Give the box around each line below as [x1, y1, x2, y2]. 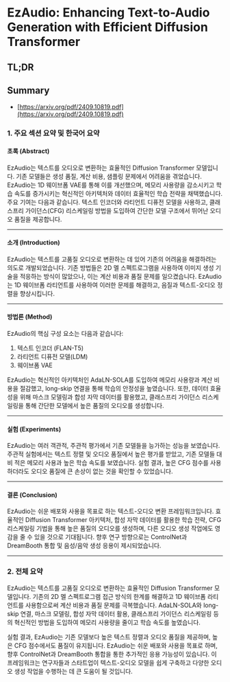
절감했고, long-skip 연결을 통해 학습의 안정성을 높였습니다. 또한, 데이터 [19, 384, 209, 392]
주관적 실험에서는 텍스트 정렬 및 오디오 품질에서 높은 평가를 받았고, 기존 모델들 [7, 450, 216, 458]
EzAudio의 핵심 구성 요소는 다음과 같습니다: [7, 329, 124, 337]
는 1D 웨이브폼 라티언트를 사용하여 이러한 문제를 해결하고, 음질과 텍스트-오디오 [7, 280, 216, 289]
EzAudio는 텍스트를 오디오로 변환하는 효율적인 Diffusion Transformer [7, 163, 195, 172]
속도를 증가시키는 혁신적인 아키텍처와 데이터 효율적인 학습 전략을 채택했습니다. [14, 189, 223, 197]
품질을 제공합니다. [14, 215, 62, 223]
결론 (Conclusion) [7, 490, 57, 499]
